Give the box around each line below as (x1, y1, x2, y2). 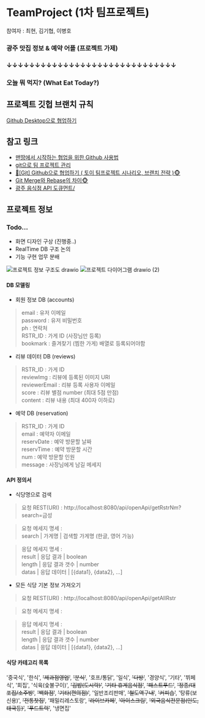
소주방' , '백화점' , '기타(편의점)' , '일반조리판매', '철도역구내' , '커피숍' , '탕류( (18, 689, 193, 697)
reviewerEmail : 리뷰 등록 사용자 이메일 (21, 381, 116, 388)
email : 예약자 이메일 (21, 430, 71, 438)
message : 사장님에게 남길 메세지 (21, 461, 102, 468)
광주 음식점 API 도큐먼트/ (15, 185, 75, 192)
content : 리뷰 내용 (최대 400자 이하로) (21, 396, 115, 404)
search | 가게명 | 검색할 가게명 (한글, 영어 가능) (21, 532, 134, 540)
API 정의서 (6, 476, 32, 484)
